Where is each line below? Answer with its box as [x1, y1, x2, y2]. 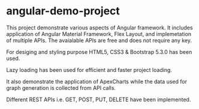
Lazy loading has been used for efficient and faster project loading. [6, 66, 173, 73]
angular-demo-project [6, 4, 120, 18]
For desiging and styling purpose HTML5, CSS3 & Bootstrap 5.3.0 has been [6, 48, 192, 55]
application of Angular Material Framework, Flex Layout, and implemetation [6, 30, 192, 37]
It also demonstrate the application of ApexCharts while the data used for [6, 78, 188, 85]
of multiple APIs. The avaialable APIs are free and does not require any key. [6, 37, 192, 44]
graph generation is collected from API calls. [6, 84, 116, 91]
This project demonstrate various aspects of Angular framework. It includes [6, 24, 193, 31]
